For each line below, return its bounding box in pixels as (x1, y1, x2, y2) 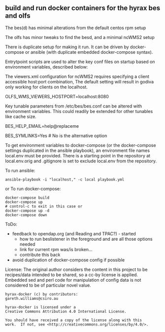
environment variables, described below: (5, 64, 88, 70)
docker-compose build (5, 195, 50, 200)
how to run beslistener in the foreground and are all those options (19, 236, 153, 242)
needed (19, 241, 35, 247)
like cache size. (5, 113, 37, 119)
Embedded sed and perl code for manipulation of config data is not (5, 277, 141, 283)
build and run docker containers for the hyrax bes (5, 4, 161, 12)
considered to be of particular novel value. (5, 282, 91, 288)
